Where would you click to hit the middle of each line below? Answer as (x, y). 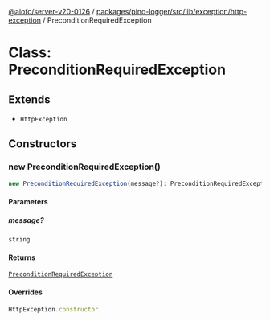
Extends (29, 99)
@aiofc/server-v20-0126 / (51, 12)
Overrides (25, 292)
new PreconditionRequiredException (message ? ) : (88, 183)
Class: (30, 53)
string (19, 240)
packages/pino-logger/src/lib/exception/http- (172, 12)
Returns (22, 257)
